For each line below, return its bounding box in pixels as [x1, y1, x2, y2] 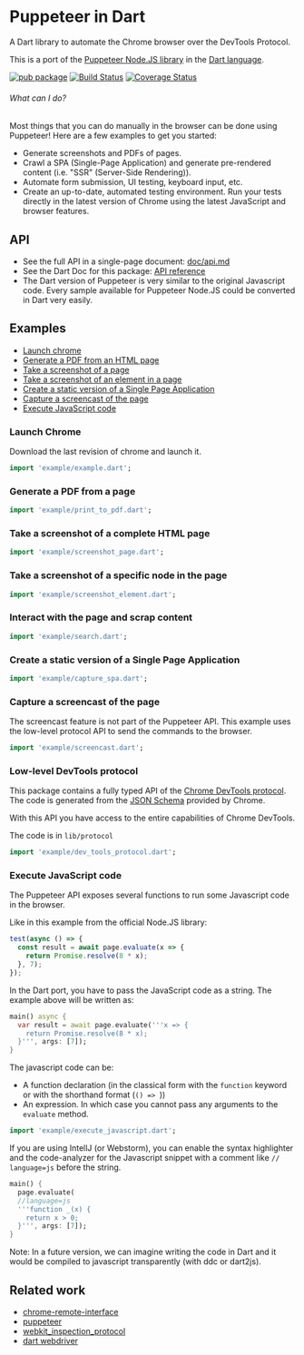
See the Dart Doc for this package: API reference [22, 265, 206, 276]
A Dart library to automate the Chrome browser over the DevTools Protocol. [9, 36, 290, 47]
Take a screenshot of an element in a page [22, 374, 182, 385]
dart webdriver [22, 1336, 79, 1346]
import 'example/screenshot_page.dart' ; [9, 547, 165, 557]
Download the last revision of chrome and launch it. [9, 447, 202, 457]
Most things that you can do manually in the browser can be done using [9, 121, 278, 132]
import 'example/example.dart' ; [9, 464, 132, 473]
